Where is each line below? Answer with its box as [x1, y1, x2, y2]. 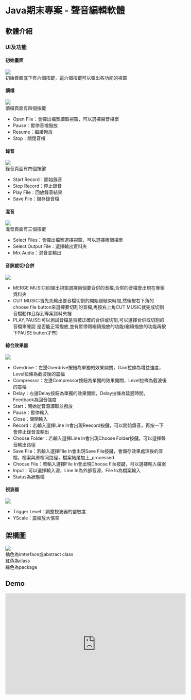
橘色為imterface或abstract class [5, 551, 74, 557]
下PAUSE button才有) [12, 330, 58, 336]
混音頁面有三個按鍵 [5, 226, 46, 232]
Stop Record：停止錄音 [12, 183, 62, 189]
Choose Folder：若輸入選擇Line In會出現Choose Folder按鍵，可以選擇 [12, 435, 162, 441]
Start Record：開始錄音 [12, 176, 63, 183]
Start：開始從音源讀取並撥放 [12, 403, 73, 409]
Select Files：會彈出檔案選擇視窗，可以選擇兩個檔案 [12, 237, 124, 243]
